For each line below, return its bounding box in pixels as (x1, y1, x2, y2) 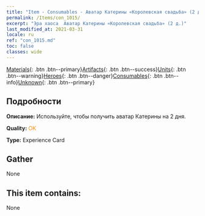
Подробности (6, 96, 62, 107)
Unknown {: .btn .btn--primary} (18, 78, 95, 86)
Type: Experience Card (6, 136, 65, 144)
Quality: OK (6, 124, 37, 132)
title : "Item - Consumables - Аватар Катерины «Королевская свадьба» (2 (6, 9, 195, 15)
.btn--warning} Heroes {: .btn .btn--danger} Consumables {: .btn (6, 72, 163, 80)
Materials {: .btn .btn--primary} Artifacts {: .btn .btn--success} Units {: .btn (6, 65, 186, 73)
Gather (6, 154, 34, 164)
